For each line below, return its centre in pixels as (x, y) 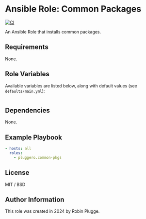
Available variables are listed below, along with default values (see (71, 85)
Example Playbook (33, 137)
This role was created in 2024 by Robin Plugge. (52, 211)
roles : (16, 153)
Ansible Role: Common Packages (73, 9)
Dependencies (27, 110)
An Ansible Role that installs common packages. (53, 32)
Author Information (35, 200)
